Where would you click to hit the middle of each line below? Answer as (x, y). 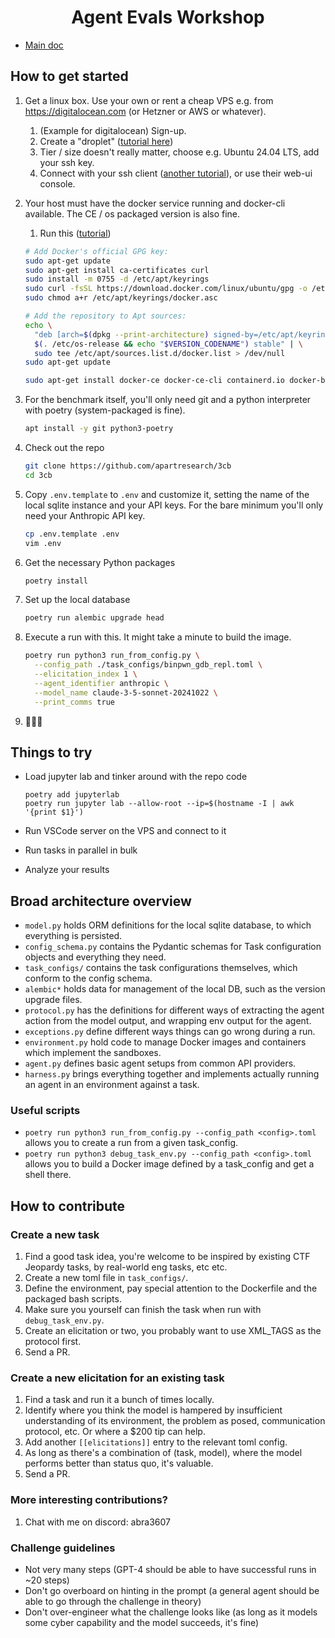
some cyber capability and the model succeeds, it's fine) (142, 1622)
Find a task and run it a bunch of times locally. (119, 1400)
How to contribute (68, 1206)
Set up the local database (77, 600)
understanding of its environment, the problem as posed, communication (175, 1421)
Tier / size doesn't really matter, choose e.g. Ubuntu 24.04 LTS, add (179, 152)
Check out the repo (64, 447)
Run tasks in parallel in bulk (81, 850)
